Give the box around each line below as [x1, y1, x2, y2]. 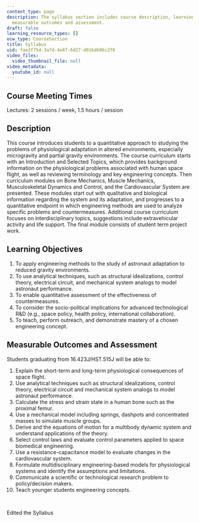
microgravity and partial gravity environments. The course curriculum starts [6, 152, 191, 159]
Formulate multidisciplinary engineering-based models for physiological [15, 461, 191, 468]
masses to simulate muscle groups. [15, 417, 102, 424]
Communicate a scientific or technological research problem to [15, 474, 169, 481]
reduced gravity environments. [15, 266, 90, 273]
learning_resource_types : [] [6, 31, 79, 37]
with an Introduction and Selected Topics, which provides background [6, 158, 177, 165]
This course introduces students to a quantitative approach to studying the [6, 139, 188, 146]
